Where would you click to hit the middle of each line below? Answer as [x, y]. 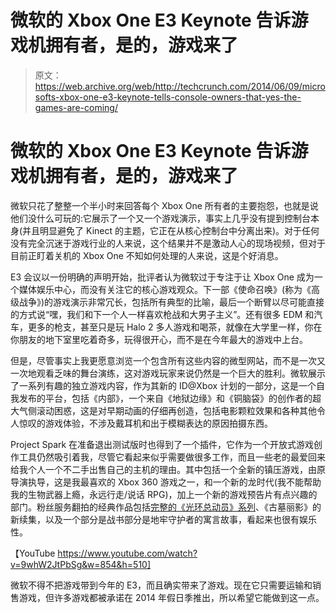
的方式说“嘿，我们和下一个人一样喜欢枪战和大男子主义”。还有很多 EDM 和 [162, 314]
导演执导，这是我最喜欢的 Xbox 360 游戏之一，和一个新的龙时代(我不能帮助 [166, 482]
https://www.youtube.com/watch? [127, 553]
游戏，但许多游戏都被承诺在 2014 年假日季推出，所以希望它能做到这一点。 [171, 597]
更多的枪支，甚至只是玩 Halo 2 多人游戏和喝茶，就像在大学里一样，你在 [175, 327]
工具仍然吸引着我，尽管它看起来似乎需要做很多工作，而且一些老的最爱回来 [172, 457]
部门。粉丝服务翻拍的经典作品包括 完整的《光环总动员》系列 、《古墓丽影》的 [166, 507]
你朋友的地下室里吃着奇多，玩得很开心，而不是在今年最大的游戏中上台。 [159, 339]
